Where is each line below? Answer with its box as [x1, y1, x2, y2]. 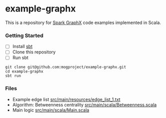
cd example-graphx [5, 69, 43, 74]
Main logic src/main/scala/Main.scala [12, 107, 89, 113]
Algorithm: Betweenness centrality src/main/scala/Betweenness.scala [12, 101, 157, 107]
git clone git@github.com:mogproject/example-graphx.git [5, 64, 126, 70]
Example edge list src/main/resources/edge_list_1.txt [12, 96, 121, 102]
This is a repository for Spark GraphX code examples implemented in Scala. [5, 19, 161, 25]
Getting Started [5, 32, 43, 39]
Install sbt [12, 43, 32, 49]
